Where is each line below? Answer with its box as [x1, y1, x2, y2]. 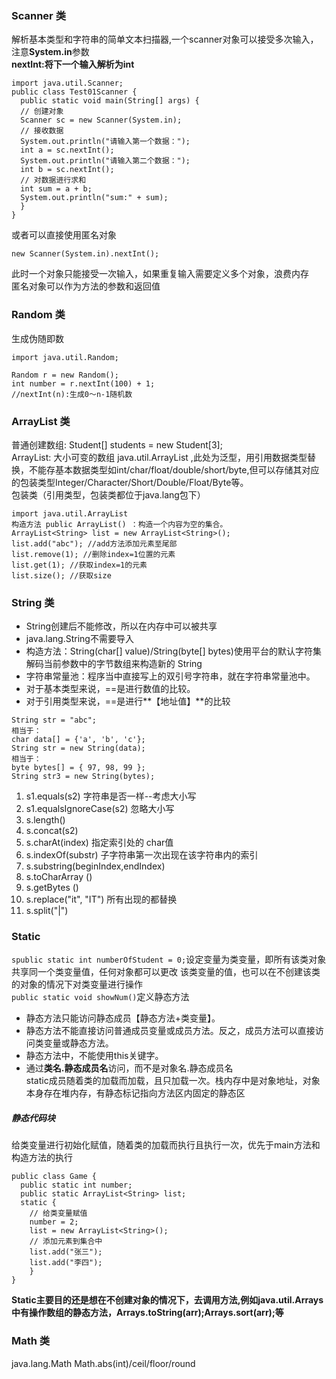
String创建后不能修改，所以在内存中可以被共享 [25, 620, 218, 632]
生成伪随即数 [11, 332, 64, 344]
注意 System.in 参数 [11, 46, 90, 58]
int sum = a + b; [20, 184, 93, 194]
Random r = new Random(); [11, 370, 119, 380]
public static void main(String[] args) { [20, 96, 200, 106]
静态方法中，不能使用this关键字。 [25, 1050, 164, 1062]
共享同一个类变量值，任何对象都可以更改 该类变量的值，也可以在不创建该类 [11, 966, 321, 978]
